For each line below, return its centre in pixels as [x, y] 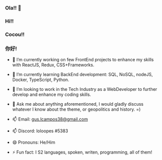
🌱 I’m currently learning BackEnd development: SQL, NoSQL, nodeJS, [82, 75]
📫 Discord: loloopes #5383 [40, 131]
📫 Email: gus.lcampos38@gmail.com [50, 119]
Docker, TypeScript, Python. [41, 80]
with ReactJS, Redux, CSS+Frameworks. [53, 65]
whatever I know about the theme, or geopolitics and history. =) [76, 109]
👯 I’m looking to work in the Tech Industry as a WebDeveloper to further [85, 89]
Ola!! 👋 [13, 8]
